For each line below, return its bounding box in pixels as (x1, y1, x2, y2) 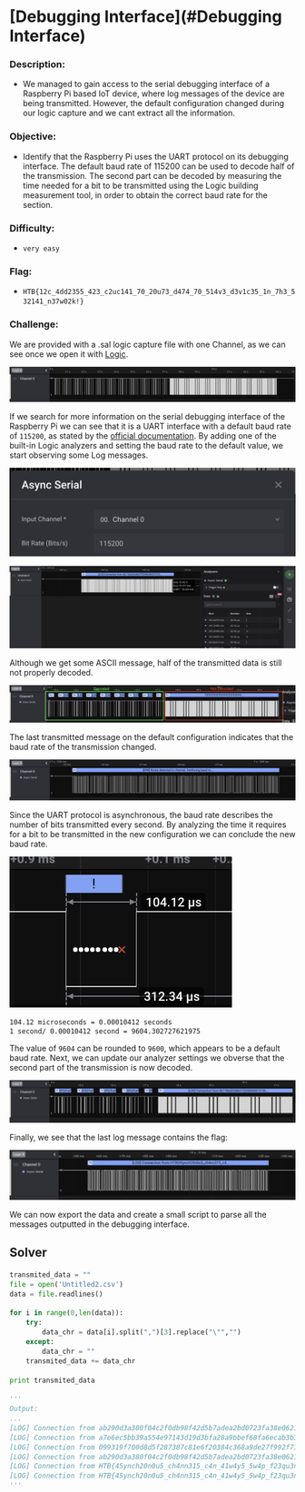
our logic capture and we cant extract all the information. (22, 107, 236, 119)
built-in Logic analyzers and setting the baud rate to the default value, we (9, 440, 284, 450)
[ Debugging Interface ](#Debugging (9, 6, 283, 27)
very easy (22, 244, 61, 253)
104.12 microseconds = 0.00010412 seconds (9, 1017, 172, 1027)
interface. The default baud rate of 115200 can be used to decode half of (22, 161, 295, 172)
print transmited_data (9, 1376, 95, 1385)
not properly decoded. (9, 667, 93, 677)
